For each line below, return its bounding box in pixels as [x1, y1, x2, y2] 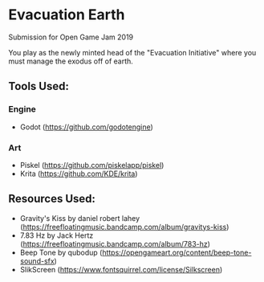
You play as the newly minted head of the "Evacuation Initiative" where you [8, 47, 257, 57]
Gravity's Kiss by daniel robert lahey [19, 213, 140, 223]
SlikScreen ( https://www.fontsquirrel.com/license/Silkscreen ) [19, 264, 223, 274]
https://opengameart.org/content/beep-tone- [101, 247, 252, 257]
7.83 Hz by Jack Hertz [19, 231, 94, 240]
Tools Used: [8, 80, 70, 93]
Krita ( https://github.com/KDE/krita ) [19, 169, 138, 178]
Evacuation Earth [8, 6, 125, 24]
